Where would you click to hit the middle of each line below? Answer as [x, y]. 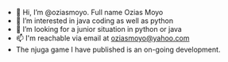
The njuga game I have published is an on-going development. [118, 49]
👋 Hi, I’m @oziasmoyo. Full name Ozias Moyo [89, 12]
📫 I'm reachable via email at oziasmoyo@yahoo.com [102, 38]
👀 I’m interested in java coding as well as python [94, 21]
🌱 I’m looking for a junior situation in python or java [99, 29]
